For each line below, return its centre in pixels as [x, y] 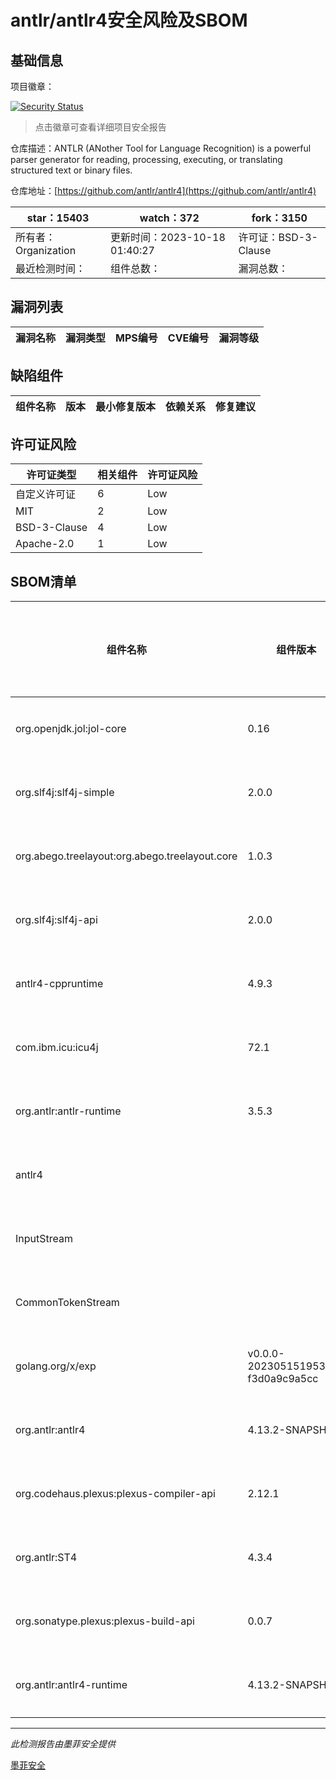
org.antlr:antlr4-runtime [71, 1685]
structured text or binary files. [71, 170]
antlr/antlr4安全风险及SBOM [129, 20]
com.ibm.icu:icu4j [57, 1048]
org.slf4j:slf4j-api [56, 920]
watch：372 [169, 218]
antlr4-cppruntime [59, 984]
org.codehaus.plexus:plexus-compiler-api [115, 1494]
